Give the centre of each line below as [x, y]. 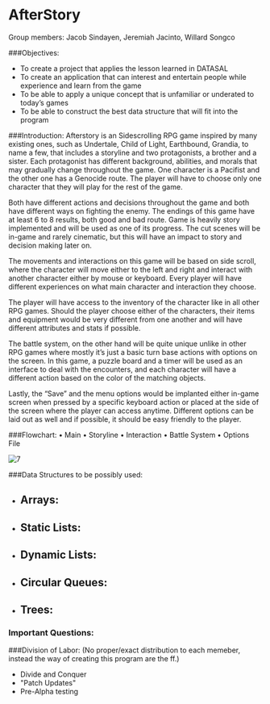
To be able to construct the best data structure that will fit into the [129, 111]
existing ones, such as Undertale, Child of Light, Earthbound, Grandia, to [129, 144]
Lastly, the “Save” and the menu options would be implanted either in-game [134, 394]
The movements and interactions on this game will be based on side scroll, [132, 260]
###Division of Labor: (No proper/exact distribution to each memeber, [124, 650]
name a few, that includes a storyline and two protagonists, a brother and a [133, 152]
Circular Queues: [64, 582]
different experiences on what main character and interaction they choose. [132, 286]
